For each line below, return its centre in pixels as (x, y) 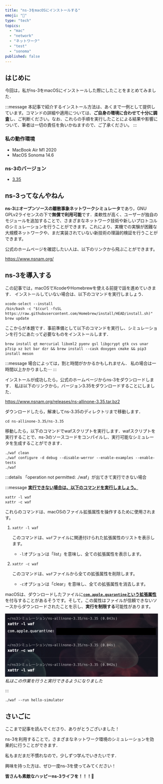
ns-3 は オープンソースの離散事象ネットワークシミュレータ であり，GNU (76, 208)
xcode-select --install (29, 304)
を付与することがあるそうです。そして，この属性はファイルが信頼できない (79, 600)
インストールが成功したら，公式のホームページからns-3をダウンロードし (78, 379)
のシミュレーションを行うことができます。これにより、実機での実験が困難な (81, 226)
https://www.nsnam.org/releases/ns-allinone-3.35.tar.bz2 (63, 401)
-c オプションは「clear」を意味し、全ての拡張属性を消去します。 (84, 584)
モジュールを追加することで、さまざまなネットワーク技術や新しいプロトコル (81, 221)
